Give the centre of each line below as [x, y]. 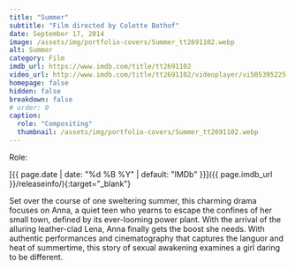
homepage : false [39, 83]
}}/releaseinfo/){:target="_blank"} [70, 183]
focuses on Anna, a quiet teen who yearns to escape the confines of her [140, 210]
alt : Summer [31, 50]
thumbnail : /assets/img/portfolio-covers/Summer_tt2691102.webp [138, 132]
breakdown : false [41, 99]
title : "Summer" [39, 17]
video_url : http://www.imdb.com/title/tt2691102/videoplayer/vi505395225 [148, 75]
